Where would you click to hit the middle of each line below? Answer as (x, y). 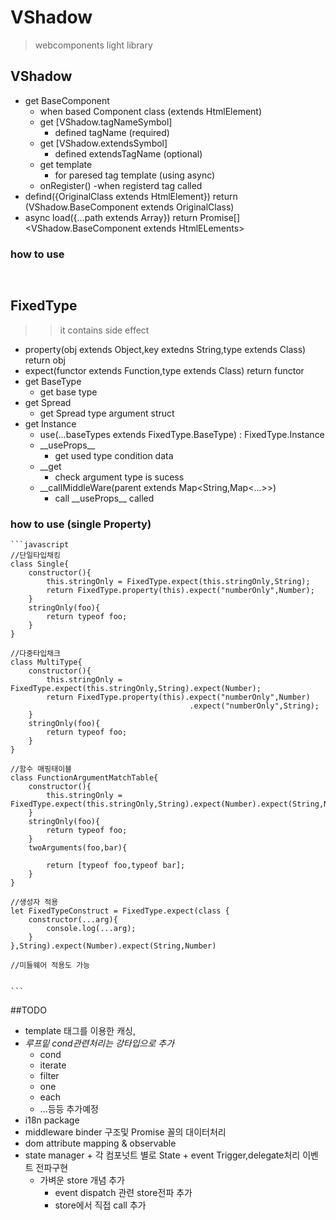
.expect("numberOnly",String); (254, 706)
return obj (45, 360)
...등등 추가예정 (69, 1109)
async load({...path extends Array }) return (111, 217)
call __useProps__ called (104, 498)
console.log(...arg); (91, 929)
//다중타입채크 (35, 654)
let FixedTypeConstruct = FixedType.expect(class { (120, 911)
